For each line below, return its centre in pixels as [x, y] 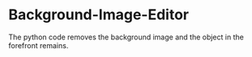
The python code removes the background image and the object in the [126, 37]
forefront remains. [38, 45]
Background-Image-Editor [99, 15]
